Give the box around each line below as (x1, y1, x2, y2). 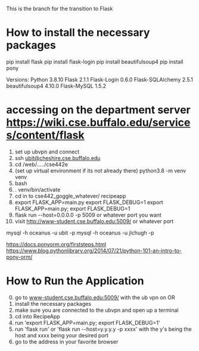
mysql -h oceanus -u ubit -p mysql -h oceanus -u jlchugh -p (6, 229, 154, 236)
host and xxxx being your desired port (14, 331, 109, 339)
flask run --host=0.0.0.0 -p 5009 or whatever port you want (14, 211, 162, 218)
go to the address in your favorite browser (14, 338, 119, 345)
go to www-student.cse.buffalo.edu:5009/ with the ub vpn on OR (14, 294, 175, 301)
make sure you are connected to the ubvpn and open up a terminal (14, 306, 179, 314)
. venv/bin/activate (14, 186, 61, 193)
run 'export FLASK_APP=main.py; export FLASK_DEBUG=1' (14, 319, 160, 326)
